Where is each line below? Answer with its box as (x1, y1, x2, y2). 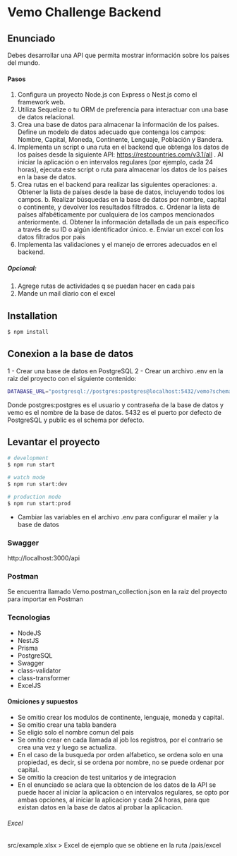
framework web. (17, 98, 66, 107)
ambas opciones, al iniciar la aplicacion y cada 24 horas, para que (17, 795, 210, 804)
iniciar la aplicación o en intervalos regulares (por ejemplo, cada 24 (17, 158, 214, 167)
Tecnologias (7, 613, 51, 622)
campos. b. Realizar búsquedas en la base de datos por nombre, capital (17, 195, 227, 204)
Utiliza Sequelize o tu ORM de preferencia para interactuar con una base (17, 105, 229, 114)
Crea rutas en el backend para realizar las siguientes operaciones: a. (17, 181, 217, 189)
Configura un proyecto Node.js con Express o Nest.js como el (17, 90, 197, 99)
